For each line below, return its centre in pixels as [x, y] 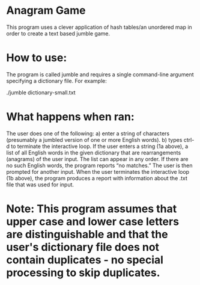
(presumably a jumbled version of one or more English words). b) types [94, 139]
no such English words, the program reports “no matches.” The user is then [99, 165]
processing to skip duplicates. [83, 273]
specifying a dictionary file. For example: [56, 81]
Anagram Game [46, 11]
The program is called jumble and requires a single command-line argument [100, 74]
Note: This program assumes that [92, 209]
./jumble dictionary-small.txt [41, 92]
